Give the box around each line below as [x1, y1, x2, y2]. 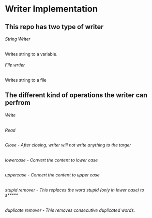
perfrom [5, 99, 30, 107]
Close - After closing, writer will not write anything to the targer [5, 142, 132, 148]
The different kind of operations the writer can [5, 91, 148, 100]
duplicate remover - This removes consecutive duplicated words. [5, 207, 136, 213]
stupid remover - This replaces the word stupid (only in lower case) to [5, 187, 144, 193]
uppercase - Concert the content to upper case [5, 172, 100, 178]
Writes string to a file [5, 77, 47, 83]
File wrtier [5, 62, 25, 68]
